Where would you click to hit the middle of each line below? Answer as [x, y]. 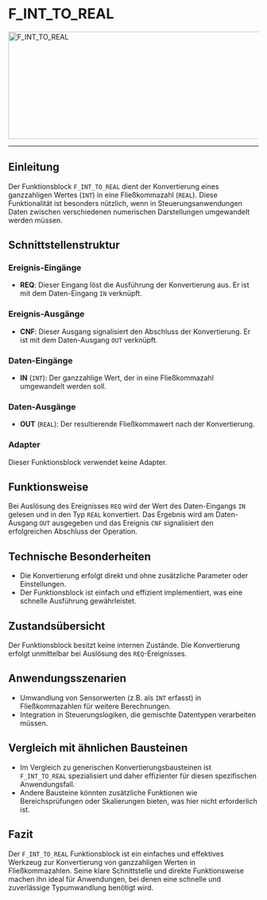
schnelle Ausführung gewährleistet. [78, 601]
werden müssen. [36, 220]
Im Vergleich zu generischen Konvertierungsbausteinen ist [116, 767]
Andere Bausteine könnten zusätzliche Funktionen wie [108, 793]
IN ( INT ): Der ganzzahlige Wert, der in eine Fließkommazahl [117, 378]
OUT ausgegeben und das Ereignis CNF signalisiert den [127, 523]
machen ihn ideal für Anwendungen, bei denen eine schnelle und [114, 879]
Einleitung [34, 167]
